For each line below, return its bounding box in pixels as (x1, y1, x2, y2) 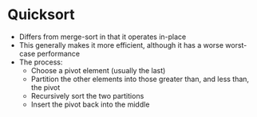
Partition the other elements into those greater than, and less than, (30, 74, 249, 84)
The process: (18, 57, 63, 67)
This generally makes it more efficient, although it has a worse (18, 40, 224, 49)
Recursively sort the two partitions (30, 91, 144, 100)
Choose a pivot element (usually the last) (30, 65, 166, 75)
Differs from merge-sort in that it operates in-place (18, 32, 187, 41)
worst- (225, 40, 247, 49)
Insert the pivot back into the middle (30, 99, 150, 109)
